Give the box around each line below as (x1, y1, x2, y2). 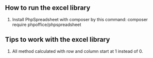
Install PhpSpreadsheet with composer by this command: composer (12, 16, 148, 22)
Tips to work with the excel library (5, 35, 110, 44)
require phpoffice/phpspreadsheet (12, 22, 82, 27)
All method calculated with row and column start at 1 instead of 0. (12, 48, 143, 54)
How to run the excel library (5, 4, 91, 12)
